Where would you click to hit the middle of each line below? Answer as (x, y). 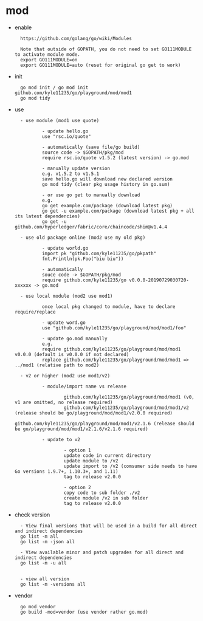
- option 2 (77, 487)
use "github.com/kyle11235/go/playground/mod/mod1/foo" (114, 328)
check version (32, 515)
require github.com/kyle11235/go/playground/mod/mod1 (111, 349)
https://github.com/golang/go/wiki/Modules (76, 38)
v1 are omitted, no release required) (64, 402)
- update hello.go (65, 131)
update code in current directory (107, 455)
